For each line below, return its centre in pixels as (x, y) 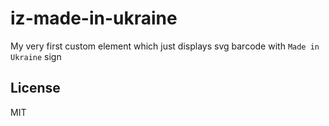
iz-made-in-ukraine (94, 18)
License (35, 88)
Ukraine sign (36, 56)
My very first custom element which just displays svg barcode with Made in (165, 46)
